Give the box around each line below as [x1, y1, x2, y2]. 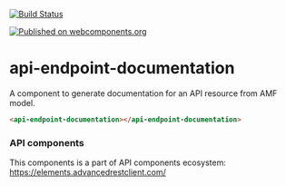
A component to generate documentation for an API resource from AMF [9, 87, 278, 99]
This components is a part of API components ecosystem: [9, 157, 227, 168]
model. [9, 97, 35, 108]
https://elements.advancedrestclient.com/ [9, 167, 166, 178]
